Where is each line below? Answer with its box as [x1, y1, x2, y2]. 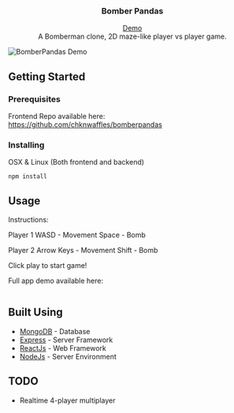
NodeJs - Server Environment [19, 352, 117, 361]
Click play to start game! [8, 261, 87, 270]
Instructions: [8, 215, 49, 225]
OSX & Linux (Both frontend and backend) [8, 158, 144, 167]
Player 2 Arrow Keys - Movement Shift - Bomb [8, 246, 158, 255]
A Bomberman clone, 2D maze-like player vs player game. [38, 32, 227, 41]
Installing [8, 140, 45, 151]
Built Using [8, 306, 63, 319]
